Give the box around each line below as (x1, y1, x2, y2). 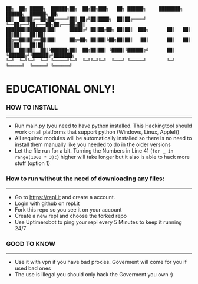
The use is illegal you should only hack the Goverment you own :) (14, 271, 174, 278)
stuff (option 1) (14, 160, 51, 167)
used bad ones (14, 265, 51, 272)
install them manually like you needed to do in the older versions (14, 141, 171, 148)
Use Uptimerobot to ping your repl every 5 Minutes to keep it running (14, 219, 183, 226)
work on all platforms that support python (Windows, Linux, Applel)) (14, 128, 180, 136)
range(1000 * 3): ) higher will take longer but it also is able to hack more (14, 154, 190, 161)
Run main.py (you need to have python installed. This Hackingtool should (14, 122, 193, 130)
